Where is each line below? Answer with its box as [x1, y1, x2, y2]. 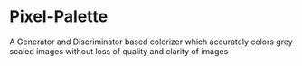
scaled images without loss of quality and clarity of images [9, 45, 229, 56]
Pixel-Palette [9, 6, 109, 27]
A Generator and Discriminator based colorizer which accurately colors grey [9, 36, 294, 47]
